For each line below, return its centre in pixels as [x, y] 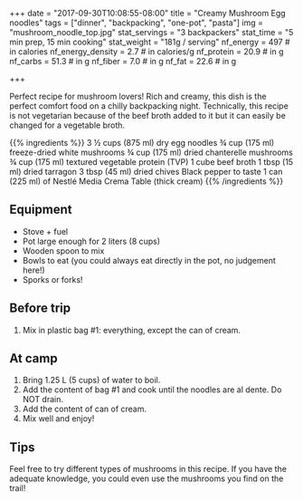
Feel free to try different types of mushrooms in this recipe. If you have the [148, 469]
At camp [33, 358]
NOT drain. [43, 400]
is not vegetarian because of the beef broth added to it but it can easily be [148, 116]
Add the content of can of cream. [85, 409]
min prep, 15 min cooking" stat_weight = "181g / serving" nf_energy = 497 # [150, 42]
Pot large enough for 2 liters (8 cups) [91, 241]
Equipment [41, 210]
